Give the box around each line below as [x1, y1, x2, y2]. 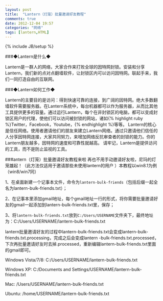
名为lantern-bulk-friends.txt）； [5, 185, 68, 191]
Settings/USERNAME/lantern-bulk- [71, 267, 142, 272]
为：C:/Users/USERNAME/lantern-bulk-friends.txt [5, 219, 106, 224]
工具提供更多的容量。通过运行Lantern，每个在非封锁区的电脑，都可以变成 [5, 109, 154, 115]
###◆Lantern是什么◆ [5, 53, 51, 59]
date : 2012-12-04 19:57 [5, 21, 54, 26]
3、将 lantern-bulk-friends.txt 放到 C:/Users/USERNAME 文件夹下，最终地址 [5, 212, 154, 218]
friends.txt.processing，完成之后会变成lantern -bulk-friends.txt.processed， [5, 235, 159, 241]
